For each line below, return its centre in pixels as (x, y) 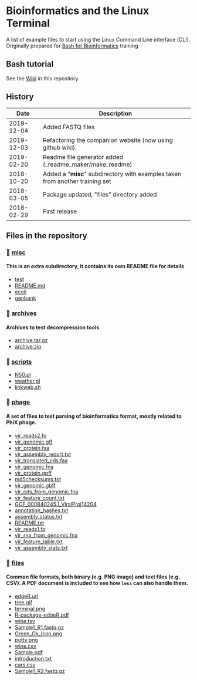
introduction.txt (33, 658)
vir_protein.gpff (33, 473)
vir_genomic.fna (34, 466)
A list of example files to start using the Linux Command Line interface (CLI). (98, 39)
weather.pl (27, 381)
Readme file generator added (83, 157)
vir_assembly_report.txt (43, 454)
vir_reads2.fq (30, 435)
